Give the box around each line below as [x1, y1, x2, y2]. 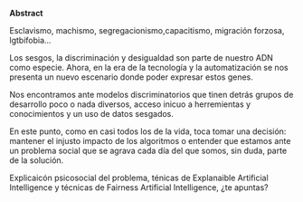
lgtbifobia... [9, 35, 52, 45]
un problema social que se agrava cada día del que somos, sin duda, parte [9, 145, 288, 156]
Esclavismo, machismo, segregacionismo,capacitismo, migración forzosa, [9, 25, 285, 35]
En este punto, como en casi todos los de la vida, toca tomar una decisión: [9, 126, 287, 137]
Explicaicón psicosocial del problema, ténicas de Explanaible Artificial [9, 172, 269, 183]
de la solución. [9, 155, 64, 166]
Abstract [9, 8, 43, 18]
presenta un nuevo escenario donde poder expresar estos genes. [9, 72, 253, 82]
